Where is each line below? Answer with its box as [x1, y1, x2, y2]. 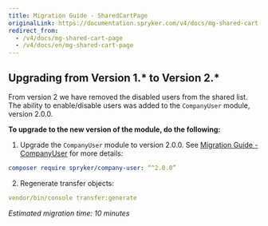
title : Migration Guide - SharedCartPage [8, 11, 148, 20]
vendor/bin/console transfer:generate [8, 193, 137, 202]
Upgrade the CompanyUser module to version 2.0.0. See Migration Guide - [19, 140, 258, 149]
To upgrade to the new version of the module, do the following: [8, 125, 221, 134]
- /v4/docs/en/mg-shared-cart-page [15, 42, 134, 50]
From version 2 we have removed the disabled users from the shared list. [8, 92, 249, 101]
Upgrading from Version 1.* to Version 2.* [8, 71, 220, 85]
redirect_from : [8, 26, 59, 34]
